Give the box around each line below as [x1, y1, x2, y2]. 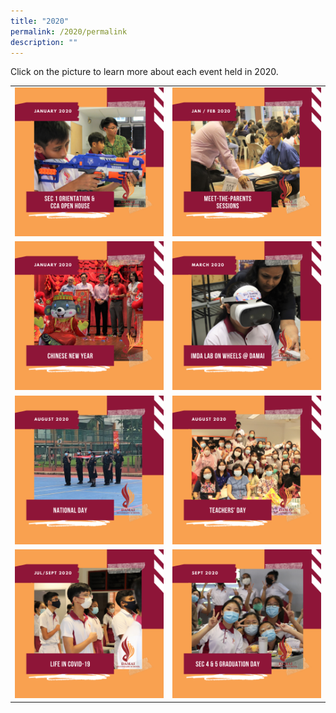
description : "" [10, 37, 78, 47]
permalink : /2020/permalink [10, 26, 128, 37]
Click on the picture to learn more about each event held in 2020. [10, 66, 279, 78]
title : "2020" [10, 16, 70, 26]
